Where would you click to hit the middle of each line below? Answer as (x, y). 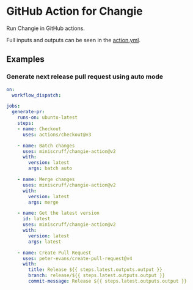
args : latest (45, 242)
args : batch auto (50, 169)
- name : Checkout (39, 129)
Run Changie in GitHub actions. (46, 28)
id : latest (36, 219)
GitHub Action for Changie (75, 11)
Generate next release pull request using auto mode (85, 76)
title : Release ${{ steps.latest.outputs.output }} (96, 270)
